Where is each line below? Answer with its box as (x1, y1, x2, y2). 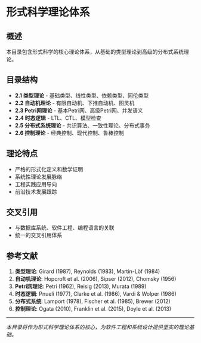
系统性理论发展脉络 (14, 173, 63, 180)
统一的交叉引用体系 (14, 232, 63, 239)
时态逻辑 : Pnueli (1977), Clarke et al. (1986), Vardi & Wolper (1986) (14, 290, 177, 298)
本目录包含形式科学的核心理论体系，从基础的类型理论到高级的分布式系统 (6, 48, 184, 55)
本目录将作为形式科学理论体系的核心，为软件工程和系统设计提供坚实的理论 (6, 324, 189, 331)
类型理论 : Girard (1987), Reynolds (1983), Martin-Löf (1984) (14, 268, 160, 275)
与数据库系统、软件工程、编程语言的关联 (14, 224, 115, 231)
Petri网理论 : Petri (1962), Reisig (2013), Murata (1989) (14, 283, 147, 290)
